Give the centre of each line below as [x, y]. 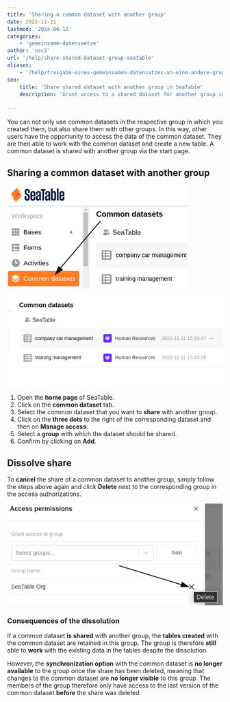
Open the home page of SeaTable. [66, 398]
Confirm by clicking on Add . [57, 441]
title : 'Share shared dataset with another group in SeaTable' [112, 87]
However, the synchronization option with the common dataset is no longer [115, 664]
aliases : [20, 65]
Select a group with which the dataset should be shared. [97, 434]
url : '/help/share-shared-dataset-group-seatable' [81, 58]
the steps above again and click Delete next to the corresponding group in [112, 487]
